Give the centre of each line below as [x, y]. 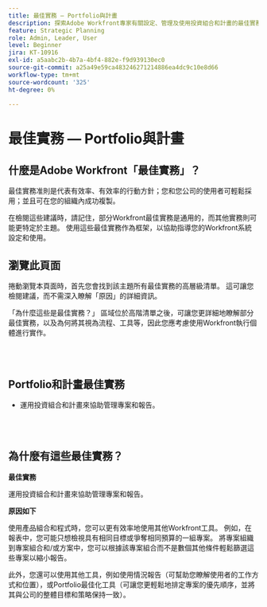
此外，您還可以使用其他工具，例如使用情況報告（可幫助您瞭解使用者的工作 [130, 574]
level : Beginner [35, 45]
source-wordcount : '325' [49, 82]
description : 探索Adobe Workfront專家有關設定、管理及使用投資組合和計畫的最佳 [129, 23]
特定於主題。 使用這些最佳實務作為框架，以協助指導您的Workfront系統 [137, 228]
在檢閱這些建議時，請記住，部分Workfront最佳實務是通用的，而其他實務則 [129, 218]
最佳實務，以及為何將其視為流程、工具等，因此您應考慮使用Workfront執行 [129, 323]
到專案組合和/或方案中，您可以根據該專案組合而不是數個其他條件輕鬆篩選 [128, 547]
